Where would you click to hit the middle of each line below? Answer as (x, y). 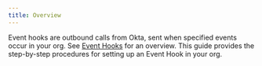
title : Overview (35, 15)
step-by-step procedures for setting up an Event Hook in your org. (115, 54)
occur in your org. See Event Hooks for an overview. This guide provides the (131, 45)
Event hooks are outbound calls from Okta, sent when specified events (123, 37)
